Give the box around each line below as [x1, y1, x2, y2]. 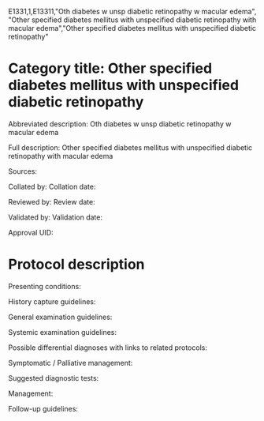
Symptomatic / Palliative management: [8, 358, 133, 367]
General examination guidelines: [8, 312, 113, 321]
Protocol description [8, 256, 145, 273]
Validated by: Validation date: [8, 212, 102, 222]
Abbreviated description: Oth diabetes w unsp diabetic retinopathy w [8, 118, 232, 129]
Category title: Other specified [8, 59, 213, 77]
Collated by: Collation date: [8, 182, 96, 191]
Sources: [8, 166, 38, 176]
